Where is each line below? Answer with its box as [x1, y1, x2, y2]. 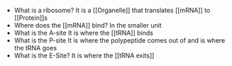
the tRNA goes [13, 44, 57, 52]
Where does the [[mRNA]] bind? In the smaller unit [13, 21, 162, 29]
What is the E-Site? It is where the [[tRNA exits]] [13, 51, 155, 60]
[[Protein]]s [13, 13, 48, 22]
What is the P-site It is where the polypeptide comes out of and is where [13, 36, 226, 45]
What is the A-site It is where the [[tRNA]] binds [13, 28, 154, 37]
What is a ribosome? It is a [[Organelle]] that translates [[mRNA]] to [13, 6, 211, 14]
